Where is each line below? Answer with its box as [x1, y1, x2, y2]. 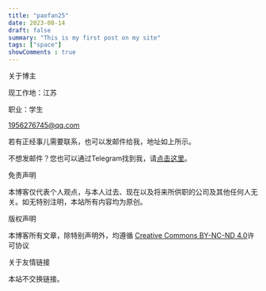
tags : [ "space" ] [8, 41, 62, 49]
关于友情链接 [8, 258, 50, 266]
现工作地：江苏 [8, 88, 57, 97]
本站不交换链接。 [8, 274, 64, 283]
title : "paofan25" [8, 11, 69, 20]
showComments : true [8, 48, 77, 56]
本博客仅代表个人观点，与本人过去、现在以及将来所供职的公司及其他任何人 [8, 187, 251, 196]
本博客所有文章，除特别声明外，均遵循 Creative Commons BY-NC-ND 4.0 [8, 231, 248, 240]
